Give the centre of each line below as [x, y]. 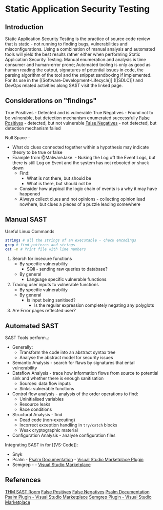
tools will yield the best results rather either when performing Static [73, 54]
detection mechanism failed [33, 128]
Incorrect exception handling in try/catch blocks [68, 425]
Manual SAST [26, 220]
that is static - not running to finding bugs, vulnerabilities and [66, 44]
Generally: [22, 347]
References [23, 480]
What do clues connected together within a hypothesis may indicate [81, 147]
